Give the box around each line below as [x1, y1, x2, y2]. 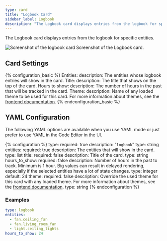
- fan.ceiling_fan [9, 217, 48, 222]
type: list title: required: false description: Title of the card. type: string [5, 152, 149, 158]
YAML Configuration [5, 113, 70, 122]
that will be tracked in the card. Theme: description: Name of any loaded [5, 88, 154, 94]
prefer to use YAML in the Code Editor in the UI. [5, 132, 103, 138]
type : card [5, 7, 28, 12]
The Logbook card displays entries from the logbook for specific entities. [5, 35, 155, 41]
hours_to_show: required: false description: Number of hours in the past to [5, 157, 158, 163]
